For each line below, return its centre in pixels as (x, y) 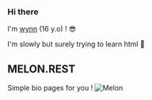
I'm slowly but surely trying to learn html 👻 (76, 44)
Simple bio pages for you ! (50, 88)
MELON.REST (42, 69)
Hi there (23, 12)
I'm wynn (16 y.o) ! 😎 (42, 29)
